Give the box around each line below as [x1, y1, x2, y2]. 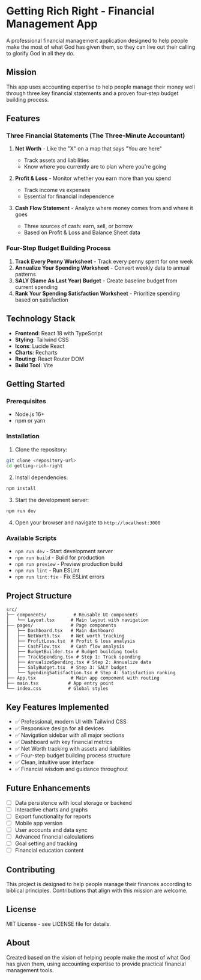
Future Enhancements [6, 783, 91, 793]
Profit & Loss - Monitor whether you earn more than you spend [14, 175, 171, 182]
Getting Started [6, 379, 65, 389]
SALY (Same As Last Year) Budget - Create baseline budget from [14, 277, 178, 284]
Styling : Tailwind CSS [14, 336, 69, 343]
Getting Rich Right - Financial [6, 4, 155, 18]
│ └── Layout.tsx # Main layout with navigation [6, 617, 149, 624]
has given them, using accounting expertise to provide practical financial [6, 960, 186, 967]
